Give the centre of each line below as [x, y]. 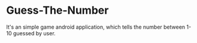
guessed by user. [34, 33]
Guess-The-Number [57, 10]
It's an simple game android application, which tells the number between [96, 27]
